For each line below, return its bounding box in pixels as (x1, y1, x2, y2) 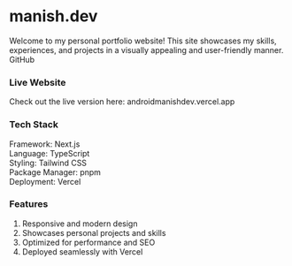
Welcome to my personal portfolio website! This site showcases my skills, (9, 35, 277, 46)
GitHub (9, 54, 35, 65)
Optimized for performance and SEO (21, 237, 156, 247)
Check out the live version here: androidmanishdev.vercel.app (9, 96, 235, 107)
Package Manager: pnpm (9, 166, 102, 178)
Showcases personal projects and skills (21, 227, 166, 238)
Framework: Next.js (9, 139, 81, 149)
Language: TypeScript (9, 148, 90, 158)
